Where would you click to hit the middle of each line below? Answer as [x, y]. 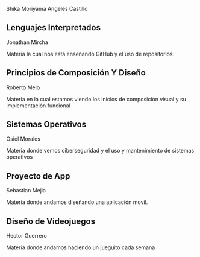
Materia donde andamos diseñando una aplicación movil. [77, 202]
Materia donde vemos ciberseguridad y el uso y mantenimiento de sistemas [100, 151]
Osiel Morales [23, 139]
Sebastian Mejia [26, 191]
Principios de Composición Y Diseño [76, 73]
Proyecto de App [38, 176]
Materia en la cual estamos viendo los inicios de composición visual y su [96, 99]
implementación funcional [39, 106]
